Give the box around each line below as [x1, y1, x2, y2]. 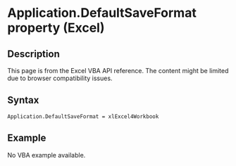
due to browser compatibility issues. [7, 74, 113, 82]
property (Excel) [7, 20, 105, 36]
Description [7, 48, 60, 60]
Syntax [7, 94, 39, 106]
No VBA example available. [7, 151, 86, 159]
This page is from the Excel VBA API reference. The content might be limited [7, 67, 229, 75]
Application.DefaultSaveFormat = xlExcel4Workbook [7, 113, 159, 120]
